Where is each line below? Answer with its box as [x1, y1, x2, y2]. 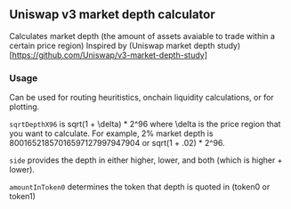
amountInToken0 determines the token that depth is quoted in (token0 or [9, 181, 271, 192]
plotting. [9, 101, 40, 112]
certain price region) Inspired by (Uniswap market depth [9, 40, 215, 51]
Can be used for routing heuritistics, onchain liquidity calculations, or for [9, 92, 274, 103]
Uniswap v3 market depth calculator [9, 7, 215, 22]
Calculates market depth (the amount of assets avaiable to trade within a [9, 30, 276, 41]
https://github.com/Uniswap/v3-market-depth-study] [12, 49, 207, 60]
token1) [9, 191, 36, 202]
